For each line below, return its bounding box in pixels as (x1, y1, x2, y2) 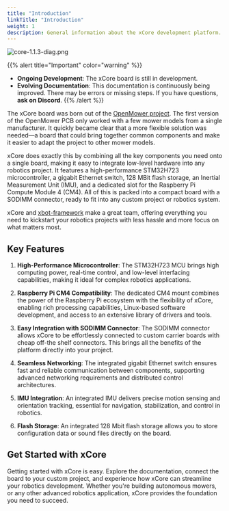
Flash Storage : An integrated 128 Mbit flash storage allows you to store (16, 422, 218, 430)
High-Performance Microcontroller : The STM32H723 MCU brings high (16, 261, 219, 270)
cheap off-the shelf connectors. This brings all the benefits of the (16, 339, 202, 347)
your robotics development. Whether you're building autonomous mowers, (7, 482, 217, 490)
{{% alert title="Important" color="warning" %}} (7, 61, 142, 69)
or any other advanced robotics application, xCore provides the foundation (7, 488, 217, 497)
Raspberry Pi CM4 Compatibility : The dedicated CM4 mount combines (16, 289, 219, 298)
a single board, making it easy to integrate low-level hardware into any (7, 159, 205, 168)
